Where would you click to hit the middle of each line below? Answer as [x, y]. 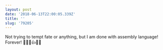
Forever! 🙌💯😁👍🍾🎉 [23, 42]
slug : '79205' [20, 23]
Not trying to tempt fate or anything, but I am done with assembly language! [82, 37]
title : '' [15, 18]
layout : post [18, 9]
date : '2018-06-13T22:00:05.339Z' [41, 14]
